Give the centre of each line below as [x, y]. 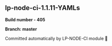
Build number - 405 [25, 19]
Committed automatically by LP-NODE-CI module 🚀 [56, 38]
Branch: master [21, 29]
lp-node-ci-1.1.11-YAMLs [43, 8]
